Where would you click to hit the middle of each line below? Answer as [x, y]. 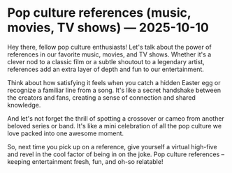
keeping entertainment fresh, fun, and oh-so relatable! [85, 161]
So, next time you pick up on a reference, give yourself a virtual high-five [113, 146]
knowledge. [24, 105]
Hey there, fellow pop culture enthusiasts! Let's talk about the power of [109, 47]
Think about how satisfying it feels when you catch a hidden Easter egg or [114, 82]
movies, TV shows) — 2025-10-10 [108, 28]
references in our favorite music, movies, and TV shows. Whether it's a [109, 54]
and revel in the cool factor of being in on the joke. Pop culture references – [116, 154]
